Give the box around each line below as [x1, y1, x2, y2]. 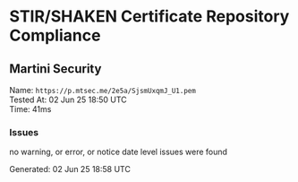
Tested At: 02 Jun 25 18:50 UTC [9, 94, 127, 105]
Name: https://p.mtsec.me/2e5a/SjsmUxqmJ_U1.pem [9, 85, 197, 95]
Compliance [9, 25, 101, 46]
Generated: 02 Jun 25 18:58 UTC [9, 164, 132, 175]
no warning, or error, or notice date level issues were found [9, 146, 228, 158]
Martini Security [9, 61, 102, 76]
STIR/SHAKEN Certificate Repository [9, 6, 290, 27]
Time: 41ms [9, 104, 52, 114]
